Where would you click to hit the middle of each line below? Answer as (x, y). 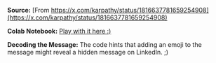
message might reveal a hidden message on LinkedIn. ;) (88, 52)
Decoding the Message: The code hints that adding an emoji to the (104, 44)
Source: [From (28, 10)
